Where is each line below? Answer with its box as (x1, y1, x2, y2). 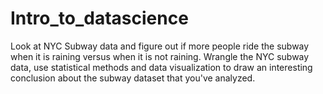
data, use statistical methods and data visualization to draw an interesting (10, 61, 313, 73)
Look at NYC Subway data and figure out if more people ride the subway (10, 40, 310, 52)
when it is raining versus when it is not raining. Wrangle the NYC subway (10, 50, 310, 62)
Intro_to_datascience (10, 7, 189, 30)
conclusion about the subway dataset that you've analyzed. (10, 72, 256, 84)
